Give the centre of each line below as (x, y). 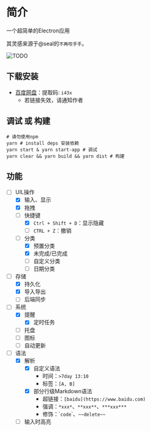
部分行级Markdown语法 (63, 391)
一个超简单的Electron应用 (38, 31)
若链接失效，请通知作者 (54, 100)
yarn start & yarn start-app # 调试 (52, 150)
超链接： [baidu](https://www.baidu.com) (94, 399)
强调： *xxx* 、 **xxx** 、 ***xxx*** (84, 406)
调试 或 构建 (28, 121)
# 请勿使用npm (22, 137)
